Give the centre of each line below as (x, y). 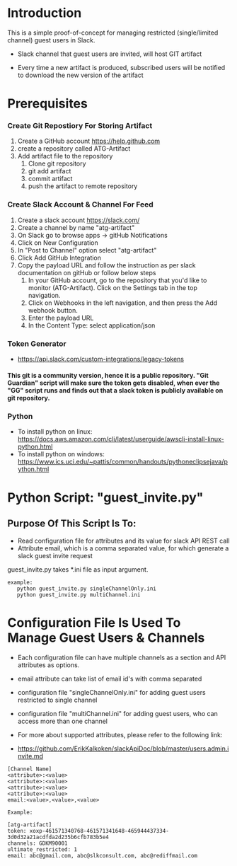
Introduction (45, 13)
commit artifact (50, 179)
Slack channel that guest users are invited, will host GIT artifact (110, 54)
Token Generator (37, 343)
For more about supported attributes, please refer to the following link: (120, 734)
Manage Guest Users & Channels (106, 638)
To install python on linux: (55, 431)
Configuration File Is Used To (94, 623)
